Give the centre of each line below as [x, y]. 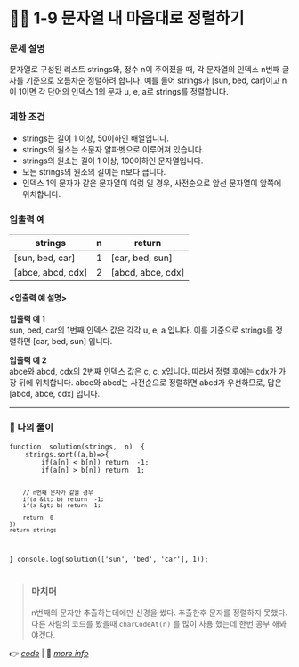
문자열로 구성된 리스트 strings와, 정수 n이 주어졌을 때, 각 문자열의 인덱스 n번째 [145, 70]
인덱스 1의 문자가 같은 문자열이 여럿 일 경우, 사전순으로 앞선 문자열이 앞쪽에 [152, 183]
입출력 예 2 [28, 360]
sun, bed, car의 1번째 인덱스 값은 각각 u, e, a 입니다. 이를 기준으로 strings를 [141, 330]
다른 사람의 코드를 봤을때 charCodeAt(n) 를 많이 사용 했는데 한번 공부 [150, 623]
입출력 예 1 [28, 319]
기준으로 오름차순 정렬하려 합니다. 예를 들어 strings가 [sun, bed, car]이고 [153, 80]
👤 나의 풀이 [31, 427]
